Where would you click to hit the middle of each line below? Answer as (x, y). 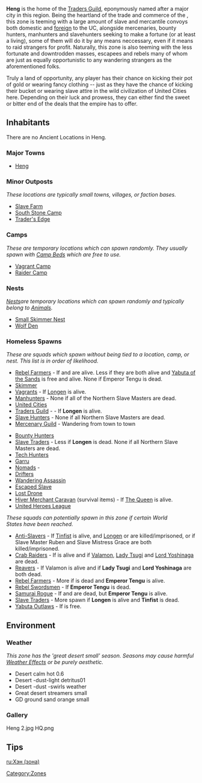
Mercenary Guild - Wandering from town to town (75, 424)
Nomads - (27, 468)
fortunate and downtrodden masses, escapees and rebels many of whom (97, 53)
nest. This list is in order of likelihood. (52, 361)
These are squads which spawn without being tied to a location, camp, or (98, 355)
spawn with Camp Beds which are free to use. (64, 254)
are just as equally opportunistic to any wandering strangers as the (89, 60)
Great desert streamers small (51, 693)
